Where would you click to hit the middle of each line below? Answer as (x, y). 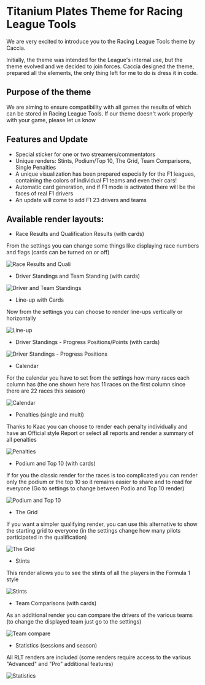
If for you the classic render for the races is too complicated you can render (102, 476)
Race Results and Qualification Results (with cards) (79, 234)
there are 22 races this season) (46, 391)
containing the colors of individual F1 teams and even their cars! (96, 180)
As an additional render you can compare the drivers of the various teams (100, 615)
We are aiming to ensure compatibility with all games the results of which (99, 107)
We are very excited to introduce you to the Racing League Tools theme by (101, 41)
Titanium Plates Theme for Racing (95, 11)
